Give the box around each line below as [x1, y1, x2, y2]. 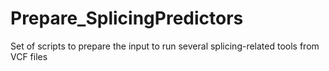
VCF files [10, 50, 48, 62]
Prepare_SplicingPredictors [10, 7, 244, 30]
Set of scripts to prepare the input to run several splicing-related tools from [10, 40, 320, 52]
